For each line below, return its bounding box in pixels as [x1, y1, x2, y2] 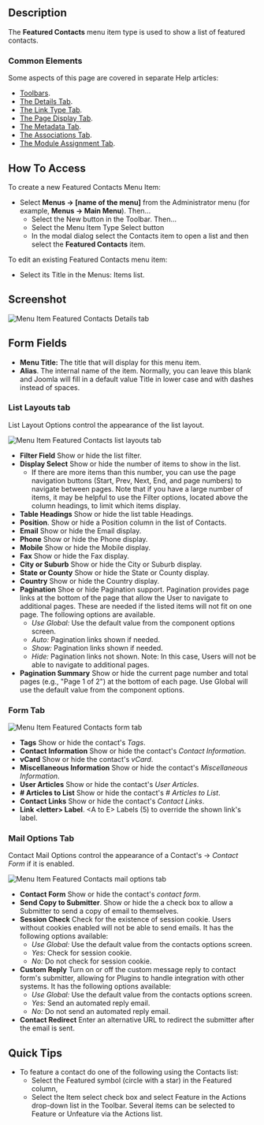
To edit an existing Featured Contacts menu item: [8, 254, 168, 264]
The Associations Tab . [19, 130, 92, 140]
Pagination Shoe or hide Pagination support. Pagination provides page [19, 585, 250, 594]
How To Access [8, 162, 87, 175]
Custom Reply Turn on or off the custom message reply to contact [19, 965, 236, 975]
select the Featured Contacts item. [31, 239, 146, 249]
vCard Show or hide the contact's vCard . [19, 755, 154, 764]
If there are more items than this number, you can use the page [31, 467, 236, 477]
